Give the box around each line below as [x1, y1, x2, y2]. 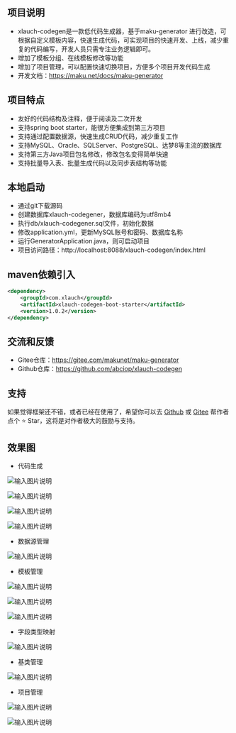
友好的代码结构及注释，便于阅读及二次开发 [17, 114, 142, 123]
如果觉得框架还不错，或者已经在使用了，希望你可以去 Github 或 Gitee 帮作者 [7, 407, 229, 417]
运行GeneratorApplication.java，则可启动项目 [17, 237, 150, 246]
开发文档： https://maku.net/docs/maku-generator [17, 71, 164, 79]
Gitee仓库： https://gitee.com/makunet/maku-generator [17, 356, 179, 364]
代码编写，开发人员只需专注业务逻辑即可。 [30, 45, 154, 53]
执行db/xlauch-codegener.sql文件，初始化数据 [17, 219, 154, 228]
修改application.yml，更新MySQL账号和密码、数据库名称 [17, 228, 183, 236]
